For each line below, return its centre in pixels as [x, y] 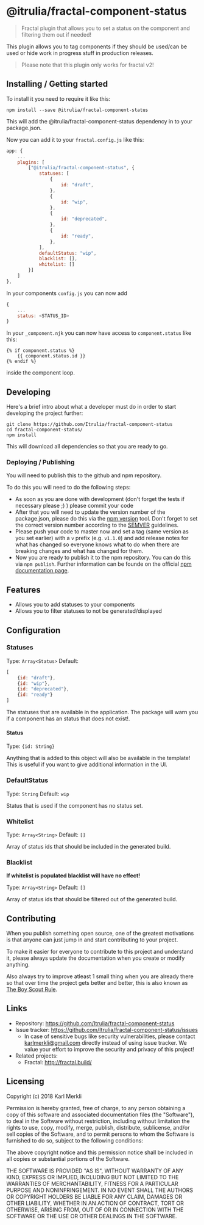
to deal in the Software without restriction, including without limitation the [98, 1121]
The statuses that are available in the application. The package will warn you [102, 712]
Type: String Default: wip [38, 794]
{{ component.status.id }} [51, 356]
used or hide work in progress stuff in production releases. [80, 53]
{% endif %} [21, 362]
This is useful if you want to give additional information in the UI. [87, 764]
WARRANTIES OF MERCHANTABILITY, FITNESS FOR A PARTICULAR [92, 1183]
